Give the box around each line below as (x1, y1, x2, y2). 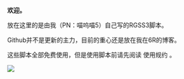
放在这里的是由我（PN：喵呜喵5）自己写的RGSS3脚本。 (7, 21, 168, 29)
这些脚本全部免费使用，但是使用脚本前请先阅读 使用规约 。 (7, 51, 176, 59)
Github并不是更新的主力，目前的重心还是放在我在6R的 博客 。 (7, 36, 181, 44)
